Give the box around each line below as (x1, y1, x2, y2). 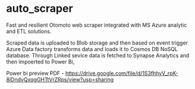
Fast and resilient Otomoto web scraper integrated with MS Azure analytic (6, 21, 187, 28)
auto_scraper (6, 2, 73, 15)
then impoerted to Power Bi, (6, 58, 75, 65)
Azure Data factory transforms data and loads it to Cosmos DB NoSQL (6, 45, 178, 52)
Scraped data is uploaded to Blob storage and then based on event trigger (6, 39, 188, 46)
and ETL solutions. (6, 27, 52, 34)
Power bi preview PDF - (6, 69, 64, 77)
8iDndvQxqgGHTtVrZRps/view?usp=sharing (6, 76, 114, 83)
